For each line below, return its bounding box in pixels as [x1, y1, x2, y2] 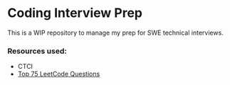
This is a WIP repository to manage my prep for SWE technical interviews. [7, 28, 224, 37]
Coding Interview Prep [7, 5, 142, 21]
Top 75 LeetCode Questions [17, 69, 100, 79]
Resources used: [7, 46, 68, 56]
